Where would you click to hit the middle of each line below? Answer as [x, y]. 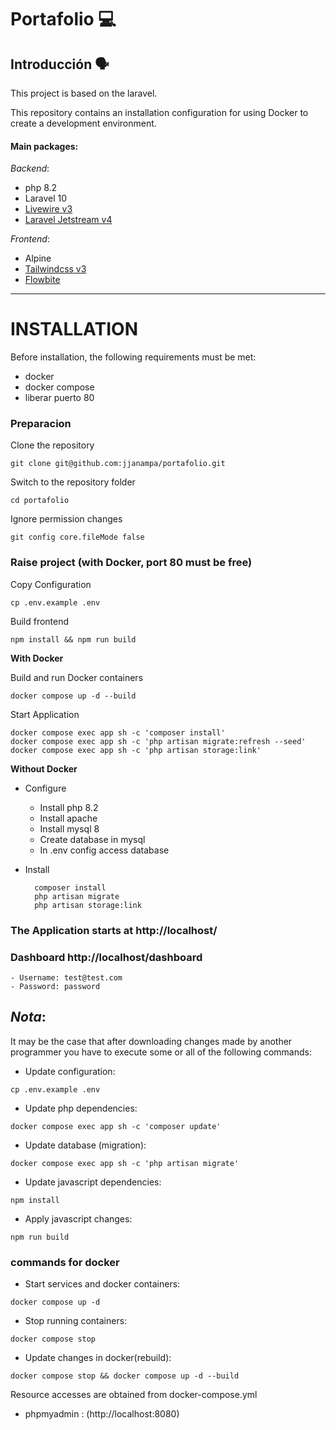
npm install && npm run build [73, 639]
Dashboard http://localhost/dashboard [106, 957]
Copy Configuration [51, 584]
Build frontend [40, 621]
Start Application [45, 714]
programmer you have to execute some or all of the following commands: [161, 1052]
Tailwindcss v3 [55, 269]
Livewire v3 [48, 209]
